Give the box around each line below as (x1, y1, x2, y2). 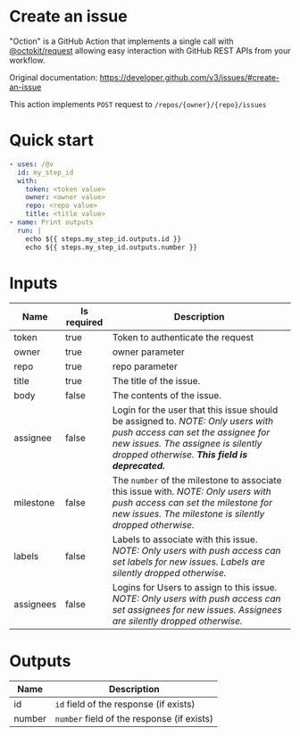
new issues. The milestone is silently (112, 507, 265, 520)
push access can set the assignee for (112, 426, 271, 439)
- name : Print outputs (9, 218, 94, 227)
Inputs (9, 272, 58, 293)
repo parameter (112, 360, 179, 372)
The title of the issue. (112, 375, 201, 388)
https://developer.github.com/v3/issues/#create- (99, 71, 279, 82)
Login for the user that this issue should (112, 404, 279, 416)
